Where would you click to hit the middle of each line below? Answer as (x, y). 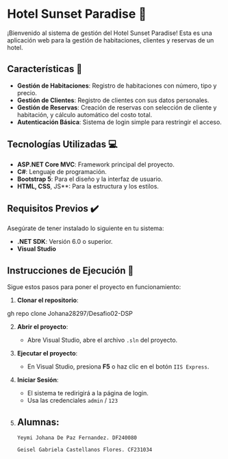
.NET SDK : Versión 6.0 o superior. (65, 242)
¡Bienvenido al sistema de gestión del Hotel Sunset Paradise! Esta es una (110, 33)
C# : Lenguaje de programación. (62, 171)
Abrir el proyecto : (42, 327)
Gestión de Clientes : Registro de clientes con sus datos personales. (113, 100)
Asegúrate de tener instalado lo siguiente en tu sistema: (86, 228)
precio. (27, 92)
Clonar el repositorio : (48, 300)
